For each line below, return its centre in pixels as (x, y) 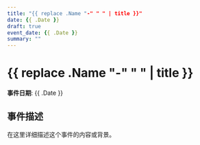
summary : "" (24, 39)
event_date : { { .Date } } (42, 33)
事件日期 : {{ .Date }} (35, 93)
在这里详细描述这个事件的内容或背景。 (61, 134)
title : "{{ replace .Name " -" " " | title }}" (75, 13)
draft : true (24, 26)
